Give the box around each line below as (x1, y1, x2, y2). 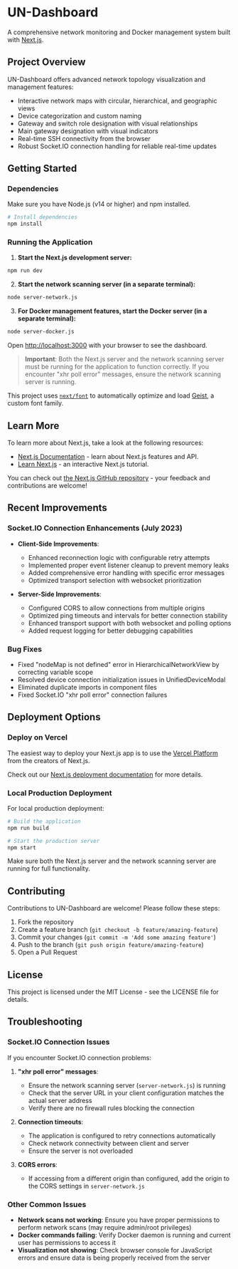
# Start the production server (7, 837, 100, 844)
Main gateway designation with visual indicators (17, 126, 158, 135)
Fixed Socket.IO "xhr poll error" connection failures (17, 690, 168, 699)
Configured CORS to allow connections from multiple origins (28, 604, 205, 612)
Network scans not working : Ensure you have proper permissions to (17, 1216, 220, 1224)
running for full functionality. (7, 864, 90, 873)
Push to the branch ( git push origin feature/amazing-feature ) (17, 941, 204, 949)
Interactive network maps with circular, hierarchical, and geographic (17, 96, 217, 105)
